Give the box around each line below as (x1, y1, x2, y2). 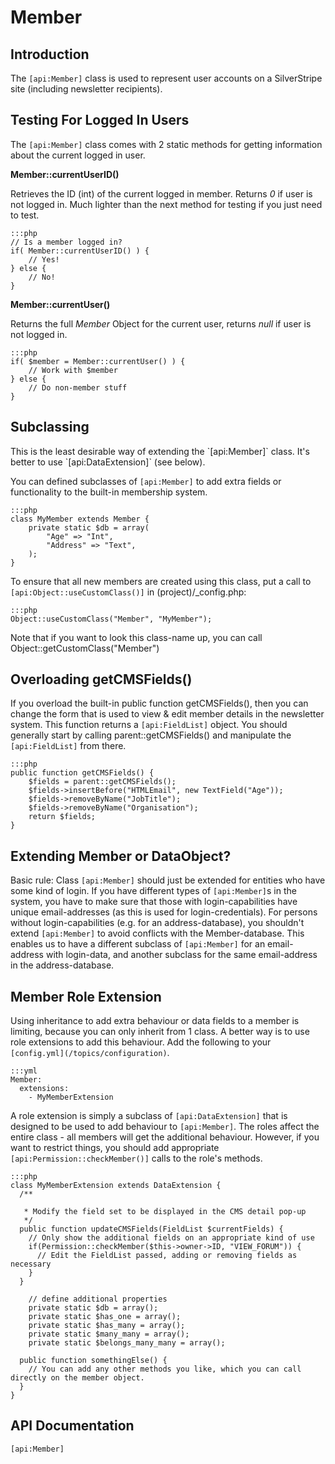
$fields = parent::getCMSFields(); (28, 777, 177, 787)
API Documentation (10, 1417, 135, 1435)
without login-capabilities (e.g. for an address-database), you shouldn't (10, 917, 305, 929)
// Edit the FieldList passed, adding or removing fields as (36, 1251, 298, 1261)
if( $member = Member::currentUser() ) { (10, 356, 186, 366)
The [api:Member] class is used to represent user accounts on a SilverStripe (10, 72, 323, 84)
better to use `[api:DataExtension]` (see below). (10, 456, 206, 468)
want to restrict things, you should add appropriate (10, 1142, 220, 1154)
